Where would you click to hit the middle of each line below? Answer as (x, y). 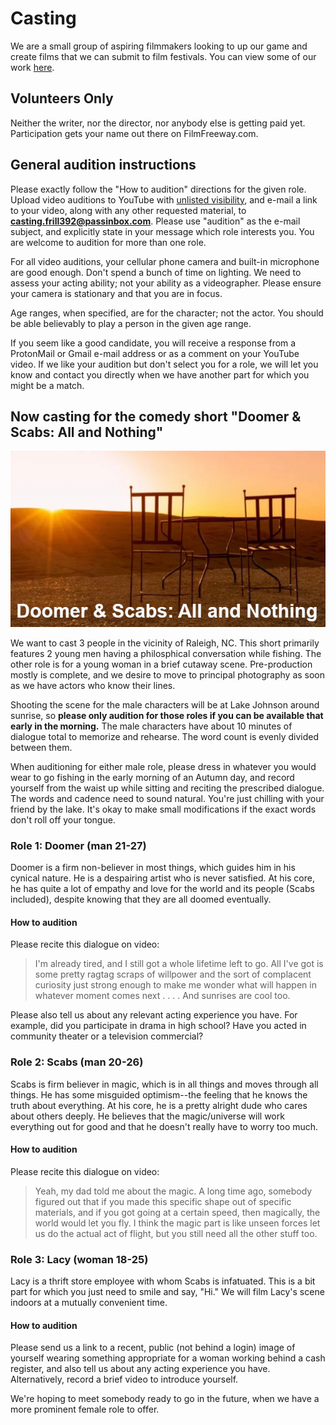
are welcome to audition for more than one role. (108, 242)
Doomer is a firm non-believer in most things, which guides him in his (153, 868)
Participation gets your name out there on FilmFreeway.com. (134, 133)
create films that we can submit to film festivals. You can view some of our (163, 56)
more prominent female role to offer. (85, 1409)
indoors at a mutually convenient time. (89, 1303)
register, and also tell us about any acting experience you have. (140, 1369)
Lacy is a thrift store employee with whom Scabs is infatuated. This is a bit (163, 1281)
